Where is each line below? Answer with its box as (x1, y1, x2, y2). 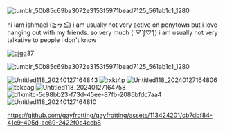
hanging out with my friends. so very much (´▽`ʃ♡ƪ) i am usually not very (7, 28, 218, 37)
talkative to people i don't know (7, 36, 97, 44)
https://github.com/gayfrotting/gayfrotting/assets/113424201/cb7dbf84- (7, 111, 213, 119)
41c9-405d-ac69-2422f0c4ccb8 (7, 119, 102, 127)
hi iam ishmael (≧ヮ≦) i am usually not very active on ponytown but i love (7, 21, 218, 29)
